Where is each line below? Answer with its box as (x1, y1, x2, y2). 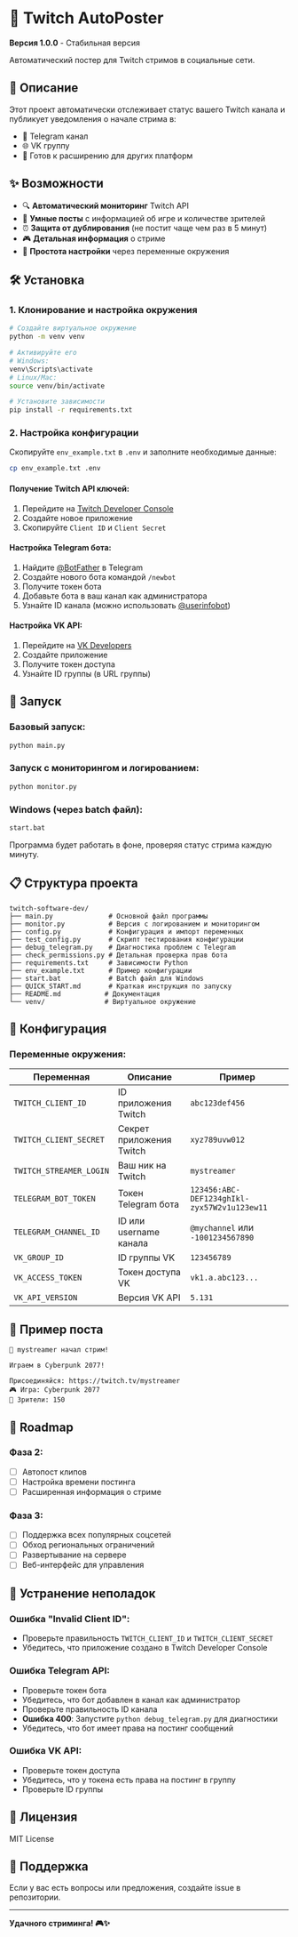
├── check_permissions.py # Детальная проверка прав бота (9, 951, 228, 960)
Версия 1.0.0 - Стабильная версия (9, 37, 140, 48)
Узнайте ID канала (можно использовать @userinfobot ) (21, 599, 231, 610)
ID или (117, 1215, 145, 1227)
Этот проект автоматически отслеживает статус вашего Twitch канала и (9, 104, 286, 115)
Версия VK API (117, 1291, 181, 1304)
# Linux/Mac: (9, 373, 58, 382)
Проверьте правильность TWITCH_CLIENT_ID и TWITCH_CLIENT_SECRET (21, 1633, 273, 1644)
